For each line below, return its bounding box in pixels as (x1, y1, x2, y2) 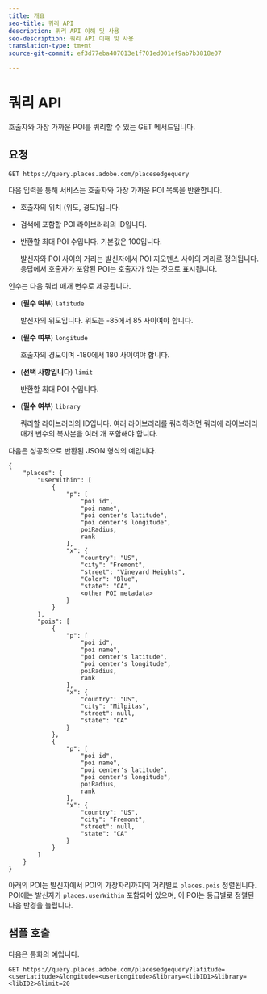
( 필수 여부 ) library (19, 401, 81, 411)
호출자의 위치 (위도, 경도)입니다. (19, 202, 121, 212)
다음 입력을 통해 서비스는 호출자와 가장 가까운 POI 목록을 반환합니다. (8, 185, 223, 195)
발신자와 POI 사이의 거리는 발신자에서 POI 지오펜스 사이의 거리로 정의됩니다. (19, 254, 260, 263)
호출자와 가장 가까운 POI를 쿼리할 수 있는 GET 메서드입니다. (8, 122, 196, 132)
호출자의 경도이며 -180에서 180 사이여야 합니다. (19, 349, 170, 360)
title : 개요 (8, 11, 46, 20)
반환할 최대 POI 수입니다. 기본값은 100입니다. (19, 236, 163, 246)
